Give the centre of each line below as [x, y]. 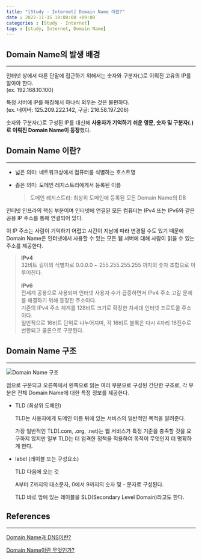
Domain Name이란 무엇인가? [41, 550]
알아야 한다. [20, 83]
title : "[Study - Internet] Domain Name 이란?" [66, 12]
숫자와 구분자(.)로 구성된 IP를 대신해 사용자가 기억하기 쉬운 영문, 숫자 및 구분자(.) [100, 123]
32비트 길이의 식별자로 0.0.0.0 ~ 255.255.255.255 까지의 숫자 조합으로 [105, 264]
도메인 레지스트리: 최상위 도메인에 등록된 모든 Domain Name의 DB [108, 197]
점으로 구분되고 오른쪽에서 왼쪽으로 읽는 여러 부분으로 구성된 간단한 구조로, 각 [97, 385]
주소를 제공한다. [25, 246]
